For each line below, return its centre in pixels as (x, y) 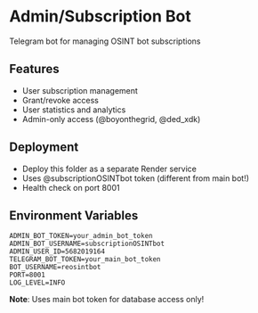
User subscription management (80, 90)
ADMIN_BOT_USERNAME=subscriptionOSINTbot (87, 244)
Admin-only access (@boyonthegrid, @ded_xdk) (111, 119)
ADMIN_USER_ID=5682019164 (57, 251)
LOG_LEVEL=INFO (37, 283)
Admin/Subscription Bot (100, 16)
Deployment (44, 148)
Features (34, 69)
